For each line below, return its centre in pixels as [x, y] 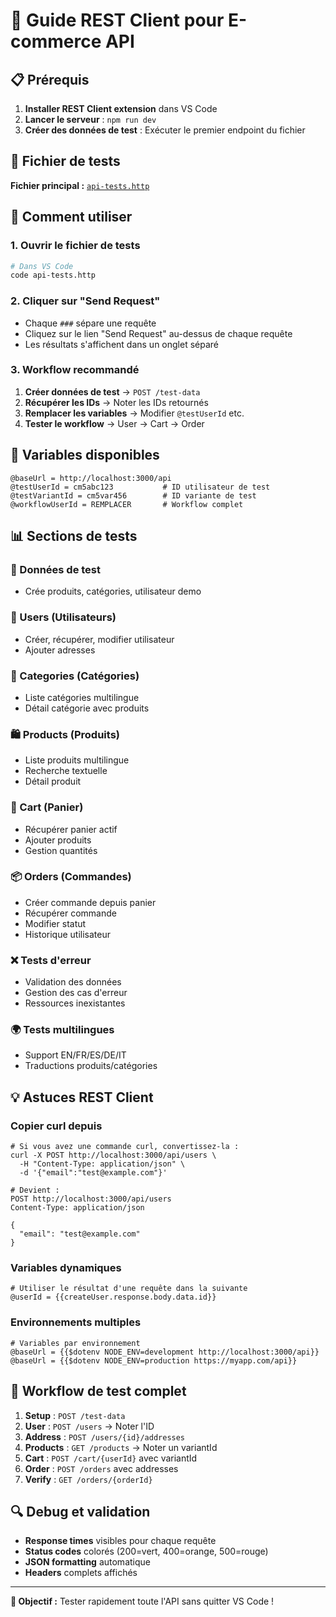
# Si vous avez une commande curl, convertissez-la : [125, 1147]
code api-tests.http [53, 275]
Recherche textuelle [66, 771]
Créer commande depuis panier [90, 902]
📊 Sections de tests [74, 536]
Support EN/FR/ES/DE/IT [75, 1055]
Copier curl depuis [56, 1126]
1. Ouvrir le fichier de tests [75, 246]
